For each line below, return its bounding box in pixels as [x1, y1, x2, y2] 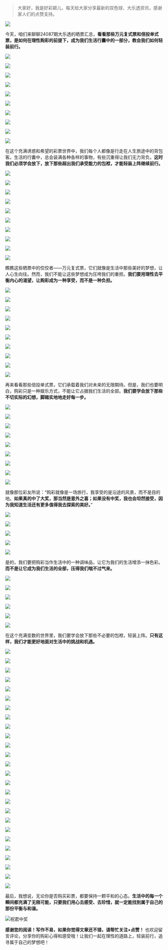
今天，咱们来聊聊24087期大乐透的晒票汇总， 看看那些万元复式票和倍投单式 [5, 31, 159, 37]
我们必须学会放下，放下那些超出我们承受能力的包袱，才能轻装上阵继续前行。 [5, 160, 163, 166]
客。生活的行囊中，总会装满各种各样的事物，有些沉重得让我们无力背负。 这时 [5, 154, 163, 160]
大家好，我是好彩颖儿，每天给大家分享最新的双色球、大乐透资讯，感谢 [17, 5, 162, 10]
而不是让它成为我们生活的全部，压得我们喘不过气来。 [5, 565, 115, 571]
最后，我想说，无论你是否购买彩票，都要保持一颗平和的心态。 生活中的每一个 [5, 893, 163, 899]
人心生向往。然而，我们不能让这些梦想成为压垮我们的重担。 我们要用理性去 [5, 271, 158, 277]
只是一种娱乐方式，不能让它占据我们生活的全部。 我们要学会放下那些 [22, 388, 163, 394]
